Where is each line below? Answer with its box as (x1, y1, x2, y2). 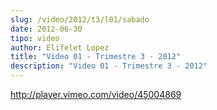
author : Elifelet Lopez (10, 42, 110, 53)
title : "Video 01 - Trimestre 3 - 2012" (10, 52, 182, 62)
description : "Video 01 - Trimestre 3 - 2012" (10, 61, 208, 71)
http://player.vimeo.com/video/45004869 (10, 89, 182, 100)
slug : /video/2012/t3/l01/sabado (10, 14, 150, 25)
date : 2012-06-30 (10, 24, 83, 34)
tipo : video (10, 33, 60, 43)
